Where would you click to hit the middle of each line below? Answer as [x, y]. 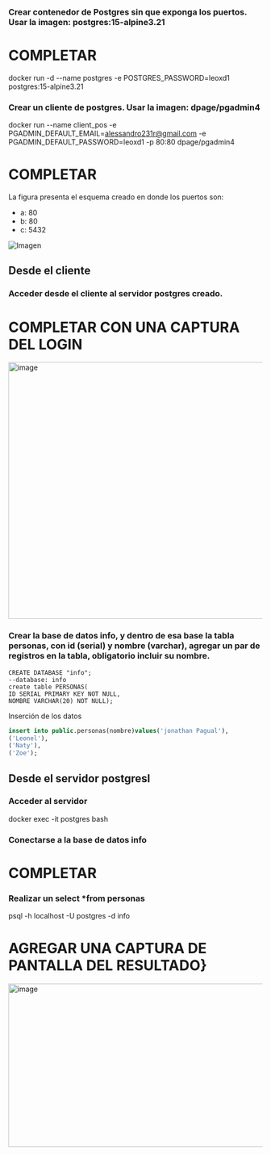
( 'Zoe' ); [23, 753]
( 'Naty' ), [25, 746]
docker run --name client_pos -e [63, 125]
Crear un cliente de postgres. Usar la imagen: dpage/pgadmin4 [134, 107]
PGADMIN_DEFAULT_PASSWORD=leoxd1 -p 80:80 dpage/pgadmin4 [122, 142]
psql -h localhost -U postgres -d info [69, 916]
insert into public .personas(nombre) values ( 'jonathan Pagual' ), [119, 730]
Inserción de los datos [45, 716]
